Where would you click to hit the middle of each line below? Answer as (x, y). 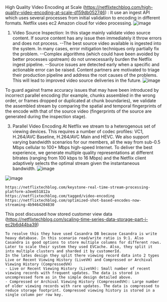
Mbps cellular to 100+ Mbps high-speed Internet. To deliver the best (83, 147)
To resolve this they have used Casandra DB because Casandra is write (81, 234)
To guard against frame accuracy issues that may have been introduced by (82, 90)
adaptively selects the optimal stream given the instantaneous (76, 163)
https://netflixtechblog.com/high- (119, 7)
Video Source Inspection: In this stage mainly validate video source (81, 33)
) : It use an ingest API (127, 12)
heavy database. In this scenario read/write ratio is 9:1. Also (74, 238)
